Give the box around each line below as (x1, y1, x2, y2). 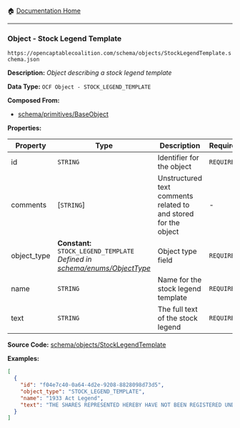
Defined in (56, 255, 92, 265)
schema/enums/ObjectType (56, 263, 151, 273)
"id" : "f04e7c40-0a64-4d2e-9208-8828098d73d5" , (20, 382, 164, 389)
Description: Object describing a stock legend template (7, 68, 172, 77)
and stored (157, 209, 194, 219)
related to (157, 200, 190, 210)
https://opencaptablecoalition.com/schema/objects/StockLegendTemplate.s (7, 50, 232, 57)
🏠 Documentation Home (7, 6, 81, 15)
